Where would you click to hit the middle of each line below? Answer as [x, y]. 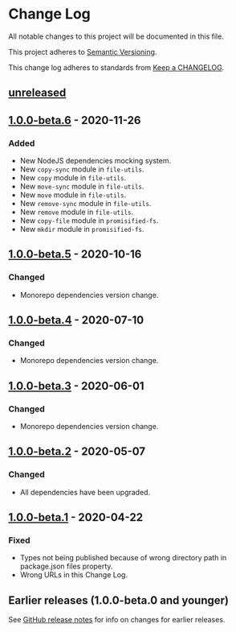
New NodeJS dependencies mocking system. [95, 161]
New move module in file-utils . [73, 195]
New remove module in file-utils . [77, 212]
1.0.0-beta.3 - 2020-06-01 [76, 386]
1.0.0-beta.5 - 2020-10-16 [75, 254]
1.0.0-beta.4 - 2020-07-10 [76, 320]
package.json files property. [66, 566]
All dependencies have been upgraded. [85, 492]
